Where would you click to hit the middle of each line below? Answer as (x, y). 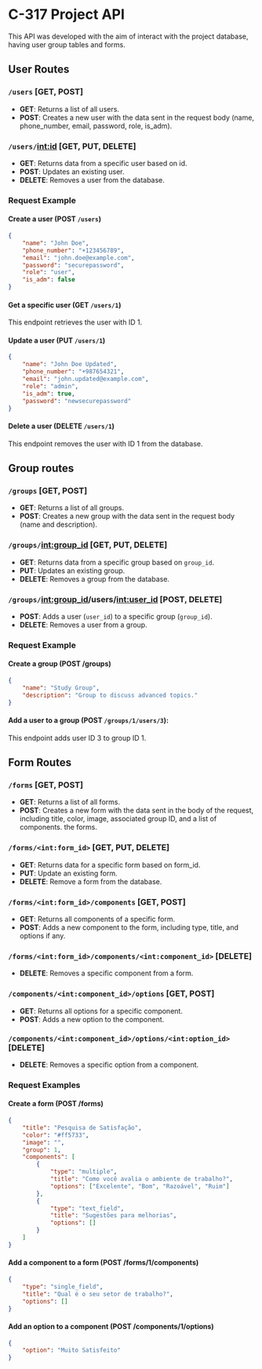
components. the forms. (58, 827)
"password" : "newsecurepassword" (77, 401)
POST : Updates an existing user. (72, 172)
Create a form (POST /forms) (56, 1104)
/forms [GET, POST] (46, 785)
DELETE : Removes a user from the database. (92, 179)
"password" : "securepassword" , (73, 265)
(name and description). (58, 524)
